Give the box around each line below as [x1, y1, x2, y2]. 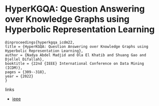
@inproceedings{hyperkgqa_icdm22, [5, 40, 75, 45]
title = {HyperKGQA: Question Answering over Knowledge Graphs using [5, 44, 149, 49]
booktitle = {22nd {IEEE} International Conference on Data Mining [5, 61, 144, 66]
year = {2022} [5, 74, 34, 78]
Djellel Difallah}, [5, 57, 45, 61]
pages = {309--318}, [5, 69, 47, 75]
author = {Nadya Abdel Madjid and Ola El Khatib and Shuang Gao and [5, 52, 146, 58]
